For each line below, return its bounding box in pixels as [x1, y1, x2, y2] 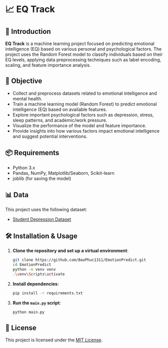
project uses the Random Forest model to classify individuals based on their [5, 51, 163, 57]
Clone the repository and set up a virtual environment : [12, 248, 129, 254]
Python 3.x [12, 165, 35, 171]
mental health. [12, 95, 43, 101]
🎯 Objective [5, 76, 42, 86]
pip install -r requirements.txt [12, 290, 83, 296]
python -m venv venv [12, 267, 56, 272]
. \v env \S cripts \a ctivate [12, 272, 65, 277]
